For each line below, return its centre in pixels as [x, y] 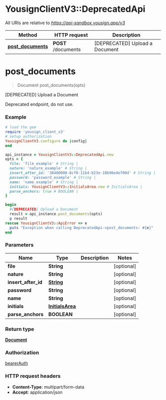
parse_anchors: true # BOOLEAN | [44, 191]
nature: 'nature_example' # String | [48, 168]
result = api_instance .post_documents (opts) [56, 214]
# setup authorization [28, 136]
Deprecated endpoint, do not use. [40, 104]
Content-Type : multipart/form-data [48, 387]
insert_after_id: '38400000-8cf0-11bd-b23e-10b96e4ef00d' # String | [83, 173]
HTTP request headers [33, 376]
